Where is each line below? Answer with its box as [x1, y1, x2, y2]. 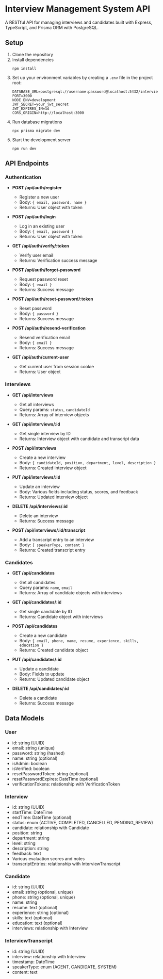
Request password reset [19, 277, 68, 282]
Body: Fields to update [19, 671, 65, 677]
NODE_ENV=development [12, 98, 56, 102]
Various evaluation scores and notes [12, 856, 85, 862]
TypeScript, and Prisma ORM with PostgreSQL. [5, 24, 98, 30]
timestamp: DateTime [12, 959, 55, 964]
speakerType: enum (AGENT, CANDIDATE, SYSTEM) [12, 964, 117, 970]
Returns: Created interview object [19, 465, 87, 471]
